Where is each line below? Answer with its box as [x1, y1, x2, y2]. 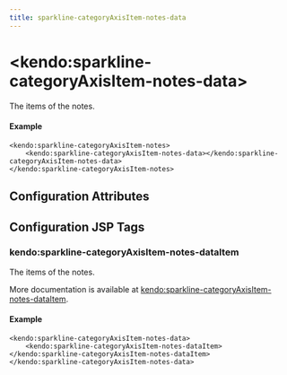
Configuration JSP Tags [9, 219, 145, 234]
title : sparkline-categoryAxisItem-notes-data [9, 13, 187, 22]
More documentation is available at [9, 283, 139, 294]
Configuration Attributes [9, 189, 150, 205]
